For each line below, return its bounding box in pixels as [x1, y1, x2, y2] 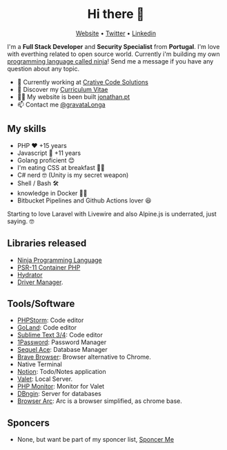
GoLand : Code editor [17, 324, 77, 332]
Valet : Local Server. [17, 375, 73, 383]
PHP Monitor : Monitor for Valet [17, 382, 105, 391]
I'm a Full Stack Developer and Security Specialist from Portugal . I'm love [7, 42, 220, 50]
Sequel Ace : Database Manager [17, 346, 108, 354]
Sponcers [7, 417, 50, 429]
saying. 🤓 [7, 217, 34, 225]
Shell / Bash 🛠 [17, 179, 59, 187]
